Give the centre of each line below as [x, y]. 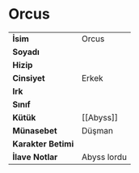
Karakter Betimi [43, 144]
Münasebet [35, 130]
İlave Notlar [35, 157]
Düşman [97, 130]
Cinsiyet [29, 78]
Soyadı [26, 52]
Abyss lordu [104, 157]
